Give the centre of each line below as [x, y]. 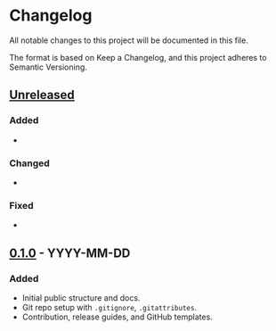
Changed [30, 163]
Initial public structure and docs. [81, 298]
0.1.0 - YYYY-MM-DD [70, 253]
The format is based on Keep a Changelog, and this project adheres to [138, 57]
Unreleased [42, 95]
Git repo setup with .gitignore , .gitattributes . [110, 307]
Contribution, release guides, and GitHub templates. [118, 317]
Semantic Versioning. [48, 67]
